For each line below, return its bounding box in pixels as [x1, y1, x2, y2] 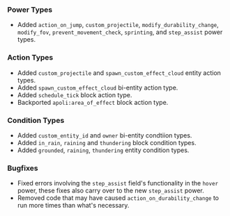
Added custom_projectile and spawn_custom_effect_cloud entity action [17, 68, 222, 77]
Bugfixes [7, 163, 38, 173]
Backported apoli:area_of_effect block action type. [17, 98, 169, 106]
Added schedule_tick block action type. [17, 90, 132, 99]
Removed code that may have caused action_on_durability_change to [17, 194, 220, 202]
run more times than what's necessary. [17, 201, 130, 210]
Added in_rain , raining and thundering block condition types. [17, 138, 197, 147]
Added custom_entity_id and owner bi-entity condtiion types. [17, 131, 192, 140]
